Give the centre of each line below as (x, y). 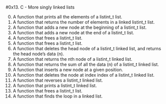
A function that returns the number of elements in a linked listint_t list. (84, 22)
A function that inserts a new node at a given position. (68, 70)
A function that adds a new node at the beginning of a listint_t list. (80, 27)
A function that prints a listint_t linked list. (55, 86)
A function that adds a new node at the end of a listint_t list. (73, 33)
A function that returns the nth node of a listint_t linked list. (73, 59)
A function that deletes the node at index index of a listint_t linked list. (84, 75)
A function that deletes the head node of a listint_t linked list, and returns (87, 49)
